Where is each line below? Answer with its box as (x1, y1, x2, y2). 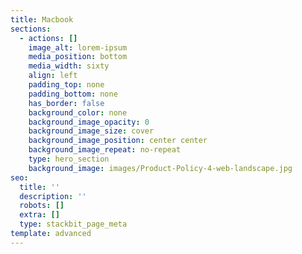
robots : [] (19, 201, 65, 211)
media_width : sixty (28, 61, 110, 71)
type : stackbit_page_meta (19, 219, 128, 230)
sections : (10, 24, 52, 34)
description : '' (19, 191, 87, 201)
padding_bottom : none (28, 89, 118, 99)
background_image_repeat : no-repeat (28, 145, 182, 155)
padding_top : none (28, 80, 105, 90)
